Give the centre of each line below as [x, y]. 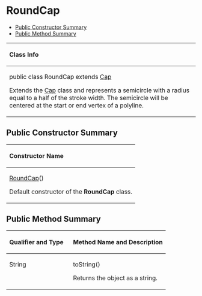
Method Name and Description [118, 242]
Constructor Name [37, 156]
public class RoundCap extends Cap [60, 77]
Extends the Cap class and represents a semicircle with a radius [99, 90]
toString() [87, 264]
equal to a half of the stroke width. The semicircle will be [89, 98]
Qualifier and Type [37, 242]
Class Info [24, 54]
